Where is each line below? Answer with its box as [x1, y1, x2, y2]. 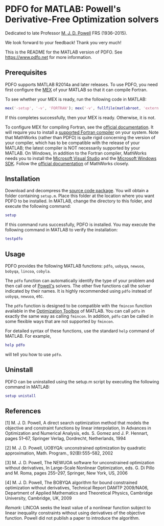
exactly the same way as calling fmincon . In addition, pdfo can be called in [5, 313, 154, 319]
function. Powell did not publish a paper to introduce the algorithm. [5, 515, 140, 521]
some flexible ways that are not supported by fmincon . [5, 319, 114, 324]
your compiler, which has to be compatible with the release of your [5, 140, 140, 146]
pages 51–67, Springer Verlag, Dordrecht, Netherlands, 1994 [5, 435, 126, 442]
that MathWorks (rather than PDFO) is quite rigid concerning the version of [5, 134, 156, 140]
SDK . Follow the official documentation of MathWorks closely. [5, 160, 130, 166]
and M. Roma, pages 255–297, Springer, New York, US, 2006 [5, 470, 128, 476]
